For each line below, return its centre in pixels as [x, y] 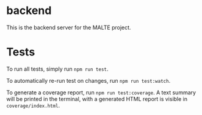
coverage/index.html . [33, 105]
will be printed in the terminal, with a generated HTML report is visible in [97, 99]
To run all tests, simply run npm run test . [57, 69]
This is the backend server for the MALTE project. [69, 27]
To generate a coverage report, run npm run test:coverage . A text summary [101, 92]
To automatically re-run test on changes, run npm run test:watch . [88, 80]
